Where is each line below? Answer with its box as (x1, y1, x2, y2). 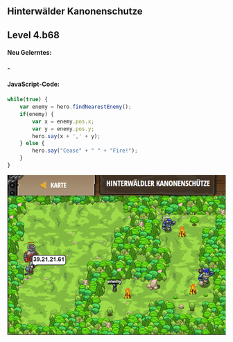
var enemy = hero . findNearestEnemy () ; (19, 103, 132, 110)
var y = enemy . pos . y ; (32, 125, 95, 132)
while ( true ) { (7, 96, 49, 103)
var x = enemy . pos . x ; (32, 118, 95, 125)
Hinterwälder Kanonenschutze (7, 6, 144, 17)
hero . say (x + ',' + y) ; (32, 132, 101, 139)
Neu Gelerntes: (7, 49, 52, 57)
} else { (19, 140, 45, 147)
